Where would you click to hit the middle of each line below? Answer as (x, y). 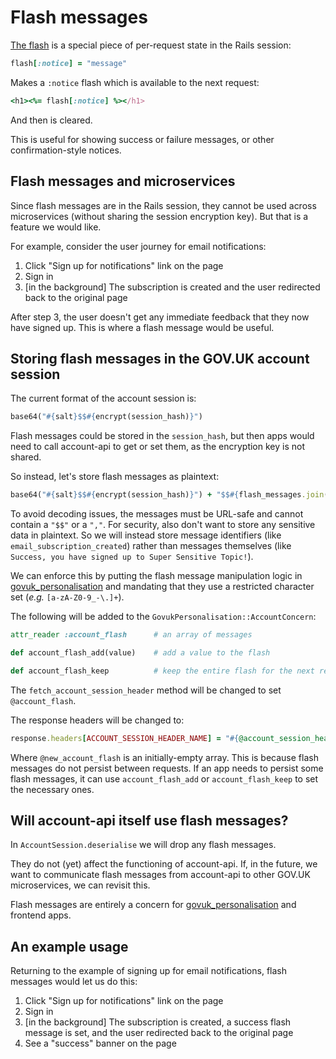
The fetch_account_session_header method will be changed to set (146, 690)
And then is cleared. (51, 120)
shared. (26, 457)
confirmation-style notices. (66, 150)
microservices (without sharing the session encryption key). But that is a (159, 216)
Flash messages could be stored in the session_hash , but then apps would (162, 436)
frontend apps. (41, 915)
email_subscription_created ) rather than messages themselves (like (151, 546)
